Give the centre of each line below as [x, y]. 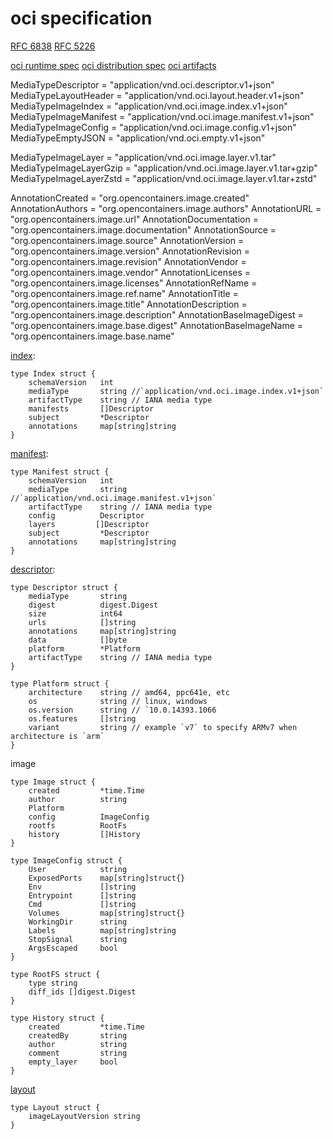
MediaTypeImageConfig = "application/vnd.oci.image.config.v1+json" [153, 127]
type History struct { [57, 1018]
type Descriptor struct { [64, 587]
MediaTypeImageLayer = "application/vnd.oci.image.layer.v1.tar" [143, 157]
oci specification [81, 18]
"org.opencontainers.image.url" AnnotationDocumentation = [134, 219]
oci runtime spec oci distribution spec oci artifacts [113, 65]
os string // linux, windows [118, 701]
